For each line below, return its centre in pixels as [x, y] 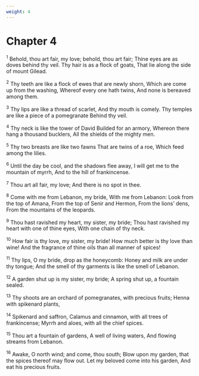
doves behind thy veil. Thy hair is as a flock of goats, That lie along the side [99, 65]
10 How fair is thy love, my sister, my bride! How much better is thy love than [99, 241]
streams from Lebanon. [35, 342]
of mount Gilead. [27, 72]
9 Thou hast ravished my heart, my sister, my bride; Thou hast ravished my [98, 222]
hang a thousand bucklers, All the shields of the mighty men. [81, 134]
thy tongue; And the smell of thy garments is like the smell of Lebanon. [93, 266]
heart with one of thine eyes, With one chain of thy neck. [76, 229]
